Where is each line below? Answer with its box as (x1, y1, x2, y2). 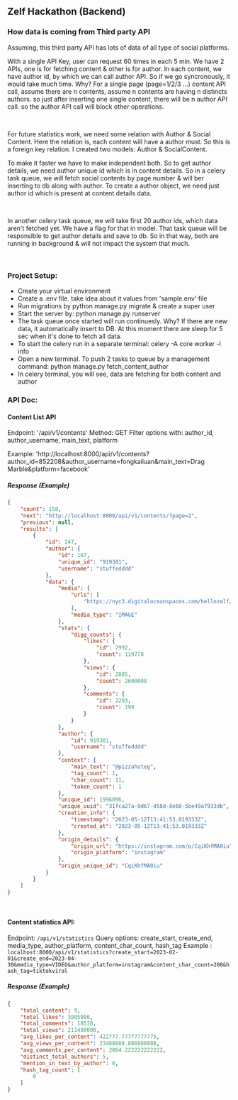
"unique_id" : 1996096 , (57, 796, 125, 804)
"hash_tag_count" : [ (20, 1066, 81, 1074)
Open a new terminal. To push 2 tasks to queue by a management (17, 355, 210, 363)
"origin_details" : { (57, 836, 119, 843)
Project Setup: (7, 270, 58, 280)
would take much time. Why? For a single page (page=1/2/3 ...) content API (7, 80, 227, 88)
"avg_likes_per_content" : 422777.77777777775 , (20, 1033, 160, 1040)
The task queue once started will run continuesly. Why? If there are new (17, 316, 228, 325)
